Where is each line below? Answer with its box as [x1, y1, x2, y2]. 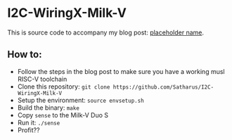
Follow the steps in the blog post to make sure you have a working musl [17, 67, 225, 75]
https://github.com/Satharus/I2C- [112, 83, 214, 91]
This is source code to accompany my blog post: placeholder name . [7, 28, 205, 37]
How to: [7, 49, 42, 61]
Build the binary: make [17, 103, 79, 112]
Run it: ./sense [17, 118, 60, 127]
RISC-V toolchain [17, 75, 67, 83]
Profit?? [17, 125, 40, 134]
